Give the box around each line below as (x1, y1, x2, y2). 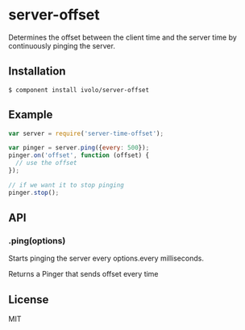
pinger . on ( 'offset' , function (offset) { (8, 151, 150, 159)
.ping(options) (8, 235, 66, 246)
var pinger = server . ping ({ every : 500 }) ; (8, 144, 150, 152)
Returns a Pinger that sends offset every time (8, 269, 159, 279)
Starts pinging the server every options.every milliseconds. (8, 253, 204, 264)
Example (8, 108, 53, 122)
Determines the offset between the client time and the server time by (8, 32, 238, 42)
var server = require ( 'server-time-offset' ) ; (8, 129, 164, 137)
